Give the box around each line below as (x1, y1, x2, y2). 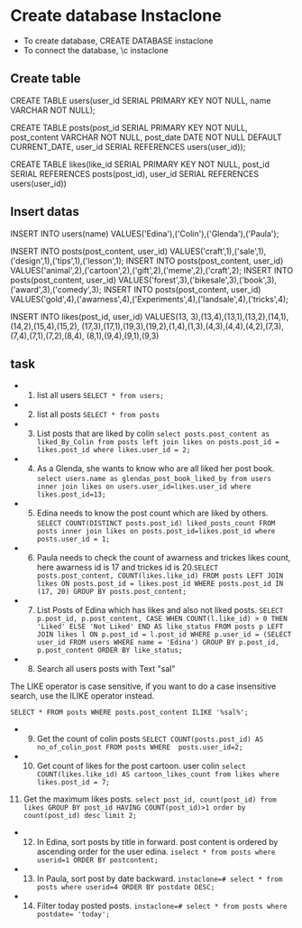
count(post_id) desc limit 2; (23, 812, 138, 821)
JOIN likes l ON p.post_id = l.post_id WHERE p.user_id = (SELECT (36, 630, 292, 639)
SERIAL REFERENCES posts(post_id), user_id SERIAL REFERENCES (10, 168, 260, 179)
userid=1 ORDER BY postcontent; (36, 856, 159, 865)
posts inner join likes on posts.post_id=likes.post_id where (36, 527, 276, 536)
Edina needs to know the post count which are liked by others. (36, 507, 269, 519)
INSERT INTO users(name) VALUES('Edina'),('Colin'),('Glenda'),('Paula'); (10, 227, 279, 239)
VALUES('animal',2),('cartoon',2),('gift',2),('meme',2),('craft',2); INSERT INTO (10, 264, 294, 275)
